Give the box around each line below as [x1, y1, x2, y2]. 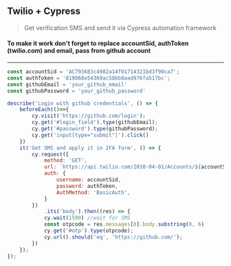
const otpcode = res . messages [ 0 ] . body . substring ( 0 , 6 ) [43, 221, 205, 228]
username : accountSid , [56, 176, 122, 184]
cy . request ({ [32, 151, 69, 158]
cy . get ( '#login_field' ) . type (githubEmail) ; [32, 119, 158, 126]
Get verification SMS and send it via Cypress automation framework [23, 23, 217, 32]
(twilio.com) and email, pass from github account [7, 47, 151, 55]
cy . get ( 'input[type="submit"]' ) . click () [32, 132, 149, 138]
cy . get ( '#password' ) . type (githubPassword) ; [32, 125, 158, 132]
